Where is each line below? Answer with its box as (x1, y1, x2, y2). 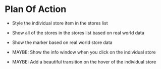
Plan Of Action (5, 3, 67, 15)
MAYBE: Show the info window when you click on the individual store (12, 49, 156, 55)
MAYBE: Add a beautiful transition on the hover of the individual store (12, 58, 156, 64)
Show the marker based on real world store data (12, 39, 113, 45)
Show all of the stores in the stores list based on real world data (12, 29, 145, 35)
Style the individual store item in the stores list (12, 20, 108, 26)
